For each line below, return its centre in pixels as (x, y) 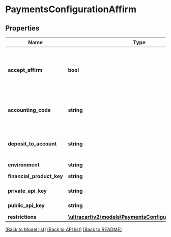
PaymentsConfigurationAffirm (71, 9)
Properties (22, 28)
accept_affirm (25, 70)
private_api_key (27, 191)
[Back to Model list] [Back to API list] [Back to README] (64, 229)
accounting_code (29, 110)
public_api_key (26, 205)
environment (24, 165)
